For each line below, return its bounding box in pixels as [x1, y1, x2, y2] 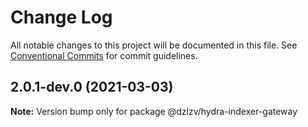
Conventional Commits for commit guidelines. [10, 49, 198, 61]
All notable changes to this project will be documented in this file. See [10, 39, 298, 51]
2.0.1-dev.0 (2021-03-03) [10, 79, 174, 96]
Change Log [10, 6, 113, 29]
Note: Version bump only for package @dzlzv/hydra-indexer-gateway [10, 105, 298, 117]
